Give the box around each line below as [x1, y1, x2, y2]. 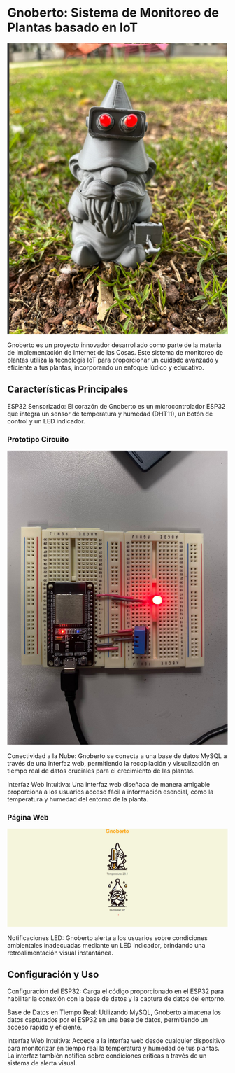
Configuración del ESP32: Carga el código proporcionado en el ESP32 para [7, 987, 225, 995]
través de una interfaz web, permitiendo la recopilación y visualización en [7, 759, 220, 767]
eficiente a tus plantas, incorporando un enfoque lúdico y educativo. [7, 363, 204, 372]
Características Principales [7, 384, 129, 395]
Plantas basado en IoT [7, 20, 138, 36]
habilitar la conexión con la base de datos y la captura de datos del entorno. [7, 995, 226, 1003]
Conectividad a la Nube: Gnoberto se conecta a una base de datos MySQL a [7, 751, 227, 760]
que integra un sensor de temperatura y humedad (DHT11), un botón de [7, 409, 213, 418]
